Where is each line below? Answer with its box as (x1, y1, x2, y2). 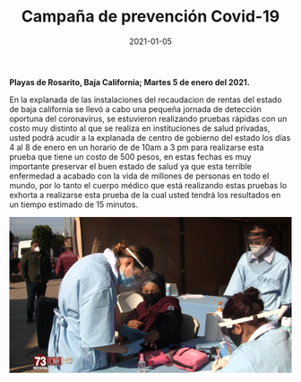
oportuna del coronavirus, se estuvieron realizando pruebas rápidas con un (9, 113, 288, 124)
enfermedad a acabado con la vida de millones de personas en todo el (9, 170, 270, 181)
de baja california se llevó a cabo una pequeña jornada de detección (9, 103, 262, 114)
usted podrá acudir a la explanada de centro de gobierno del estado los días (9, 132, 291, 143)
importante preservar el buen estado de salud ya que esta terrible (9, 161, 253, 171)
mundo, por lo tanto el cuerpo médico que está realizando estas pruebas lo (9, 179, 288, 190)
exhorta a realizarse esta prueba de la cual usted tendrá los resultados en (9, 189, 281, 200)
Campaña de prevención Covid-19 (21, 6, 280, 27)
